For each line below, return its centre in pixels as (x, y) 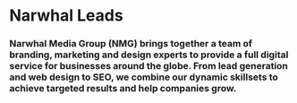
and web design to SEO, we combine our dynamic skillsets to (144, 77)
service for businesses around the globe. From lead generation (149, 66)
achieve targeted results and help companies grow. (123, 89)
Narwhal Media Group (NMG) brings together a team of (131, 44)
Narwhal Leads (66, 16)
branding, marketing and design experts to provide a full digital (149, 55)
